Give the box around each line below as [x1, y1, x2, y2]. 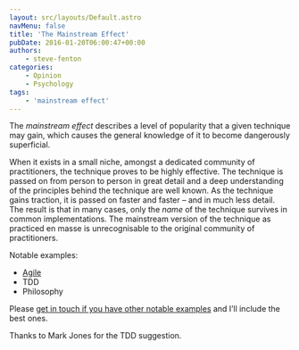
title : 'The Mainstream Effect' [9, 29, 129, 38]
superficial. [9, 139, 51, 150]
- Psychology [25, 79, 74, 88]
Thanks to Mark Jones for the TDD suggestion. [9, 330, 182, 341]
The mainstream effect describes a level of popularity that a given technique [9, 121, 291, 131]
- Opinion [25, 71, 62, 80]
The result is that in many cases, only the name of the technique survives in [9, 204, 288, 215]
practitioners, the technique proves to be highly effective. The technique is [9, 166, 284, 177]
